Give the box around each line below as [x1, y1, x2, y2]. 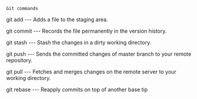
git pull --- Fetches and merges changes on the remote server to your [6, 68, 177, 75]
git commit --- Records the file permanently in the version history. [6, 27, 167, 34]
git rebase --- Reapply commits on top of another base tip [6, 86, 148, 93]
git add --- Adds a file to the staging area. [6, 16, 109, 23]
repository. [6, 57, 33, 63]
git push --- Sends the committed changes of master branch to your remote [6, 50, 192, 58]
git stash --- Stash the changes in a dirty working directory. [6, 39, 152, 46]
